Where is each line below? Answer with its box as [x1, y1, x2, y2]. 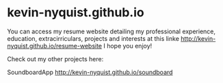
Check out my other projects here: [7, 54, 104, 63]
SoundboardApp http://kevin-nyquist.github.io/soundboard [7, 68, 173, 76]
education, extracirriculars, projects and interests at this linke [7, 34, 180, 42]
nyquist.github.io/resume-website [7, 41, 103, 50]
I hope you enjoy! [103, 41, 153, 50]
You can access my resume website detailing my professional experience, [7, 27, 216, 35]
